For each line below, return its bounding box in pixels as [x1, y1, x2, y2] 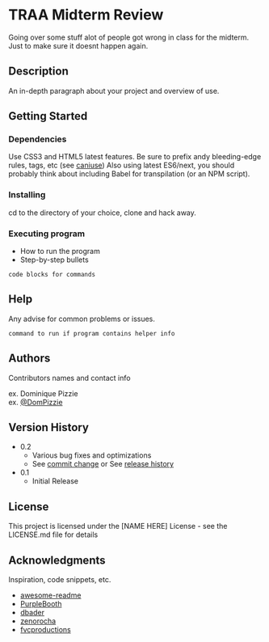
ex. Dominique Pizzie [8, 388, 78, 398]
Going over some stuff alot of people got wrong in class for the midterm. [8, 32, 250, 42]
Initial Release [32, 476, 79, 486]
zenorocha [19, 616, 57, 626]
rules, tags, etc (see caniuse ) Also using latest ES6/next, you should [8, 160, 235, 171]
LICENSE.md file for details [8, 530, 99, 539]
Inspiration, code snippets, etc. [8, 575, 111, 585]
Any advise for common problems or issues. [8, 314, 156, 323]
